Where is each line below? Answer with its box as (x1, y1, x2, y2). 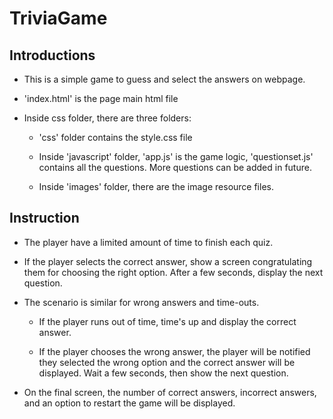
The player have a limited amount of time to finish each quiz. (23, 236, 274, 248)
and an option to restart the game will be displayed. (23, 397, 236, 409)
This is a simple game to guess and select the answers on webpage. (23, 73, 306, 85)
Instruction (9, 210, 80, 227)
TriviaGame (9, 7, 108, 30)
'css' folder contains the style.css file (38, 132, 193, 143)
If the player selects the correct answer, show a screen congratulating (23, 255, 313, 267)
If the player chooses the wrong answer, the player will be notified (38, 345, 311, 357)
